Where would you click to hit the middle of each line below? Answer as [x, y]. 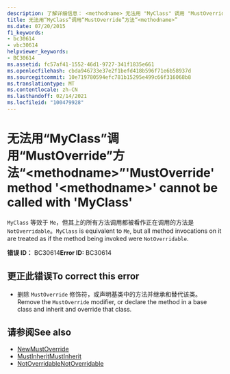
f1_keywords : [26, 33]
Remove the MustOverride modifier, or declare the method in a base [112, 301]
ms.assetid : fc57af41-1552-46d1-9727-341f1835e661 [81, 64]
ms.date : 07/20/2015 [37, 26]
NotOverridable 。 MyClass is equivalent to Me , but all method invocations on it [114, 231]
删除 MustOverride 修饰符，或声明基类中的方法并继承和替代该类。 [109, 294]
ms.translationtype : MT [41, 84]
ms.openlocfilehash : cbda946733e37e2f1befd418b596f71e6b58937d [99, 71]
